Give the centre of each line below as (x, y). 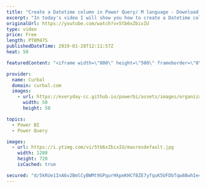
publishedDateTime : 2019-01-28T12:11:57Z (60, 47)
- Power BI (26, 125)
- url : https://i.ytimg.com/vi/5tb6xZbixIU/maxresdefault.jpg (93, 148)
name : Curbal (29, 80)
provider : (19, 74)
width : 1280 (32, 153)
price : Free (21, 35)
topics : (16, 119)
